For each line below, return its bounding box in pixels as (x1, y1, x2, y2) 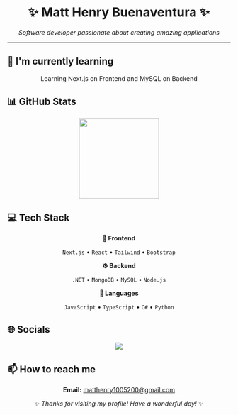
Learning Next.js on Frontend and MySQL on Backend (40, 74, 198, 82)
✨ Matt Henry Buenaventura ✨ (28, 4, 210, 21)
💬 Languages (99, 289, 139, 298)
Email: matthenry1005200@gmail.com (62, 386, 176, 394)
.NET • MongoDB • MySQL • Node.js (72, 275, 166, 284)
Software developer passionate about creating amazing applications (18, 28, 220, 36)
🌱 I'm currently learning (7, 55, 114, 67)
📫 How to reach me (7, 363, 96, 375)
